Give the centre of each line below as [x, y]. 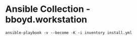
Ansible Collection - [48, 9]
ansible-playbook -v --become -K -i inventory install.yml [69, 33]
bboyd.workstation [46, 20]
